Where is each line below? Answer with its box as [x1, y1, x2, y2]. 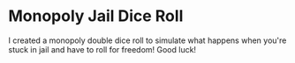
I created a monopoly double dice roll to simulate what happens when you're [8, 35, 287, 45]
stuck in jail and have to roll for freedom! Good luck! [8, 44, 196, 54]
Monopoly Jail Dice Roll [8, 6, 184, 26]
